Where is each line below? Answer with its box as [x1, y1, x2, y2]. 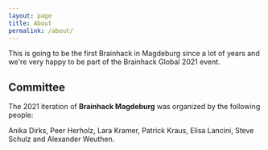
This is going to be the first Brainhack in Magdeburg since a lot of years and [8, 49, 260, 59]
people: [8, 110, 34, 120]
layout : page [8, 11, 52, 20]
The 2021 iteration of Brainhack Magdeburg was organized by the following [8, 102, 261, 111]
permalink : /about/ [8, 26, 74, 34]
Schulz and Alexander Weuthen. [8, 134, 115, 144]
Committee [8, 80, 66, 94]
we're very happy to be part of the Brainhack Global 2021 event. [8, 57, 221, 67]
